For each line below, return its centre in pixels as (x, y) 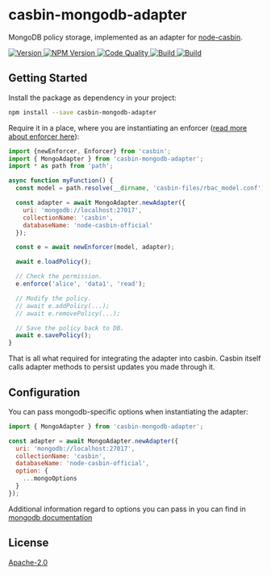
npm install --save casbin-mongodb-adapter (83, 112)
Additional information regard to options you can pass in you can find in (127, 509)
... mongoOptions (50, 479)
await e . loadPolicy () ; (54, 262)
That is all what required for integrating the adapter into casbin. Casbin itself (135, 358)
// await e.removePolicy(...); (68, 313)
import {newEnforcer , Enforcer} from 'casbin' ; (90, 151)
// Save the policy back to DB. (70, 328)
